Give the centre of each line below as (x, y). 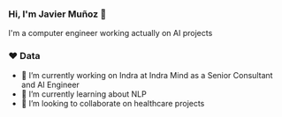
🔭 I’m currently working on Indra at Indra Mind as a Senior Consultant (147, 75)
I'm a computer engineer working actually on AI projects (111, 33)
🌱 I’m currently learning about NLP (84, 94)
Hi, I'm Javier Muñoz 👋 (57, 14)
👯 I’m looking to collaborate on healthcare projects (113, 103)
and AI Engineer (50, 84)
